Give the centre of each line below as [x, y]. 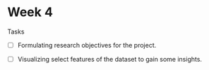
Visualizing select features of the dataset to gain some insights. [110, 59]
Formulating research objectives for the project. [87, 45]
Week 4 [30, 12]
